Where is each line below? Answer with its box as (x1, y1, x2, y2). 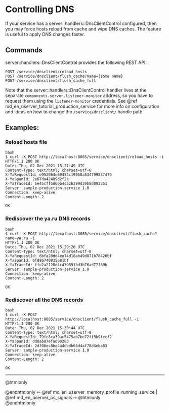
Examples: (5, 123, 39, 132)
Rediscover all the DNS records (5, 296, 83, 303)
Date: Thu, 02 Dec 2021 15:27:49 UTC (5, 164, 85, 169)
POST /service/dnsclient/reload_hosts (5, 69, 87, 74)
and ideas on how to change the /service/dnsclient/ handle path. (5, 108, 144, 115)
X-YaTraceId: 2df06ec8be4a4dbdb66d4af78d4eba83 (5, 343, 108, 349)
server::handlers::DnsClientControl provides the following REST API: (5, 59, 147, 66)
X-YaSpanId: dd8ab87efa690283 (5, 339, 69, 344)
